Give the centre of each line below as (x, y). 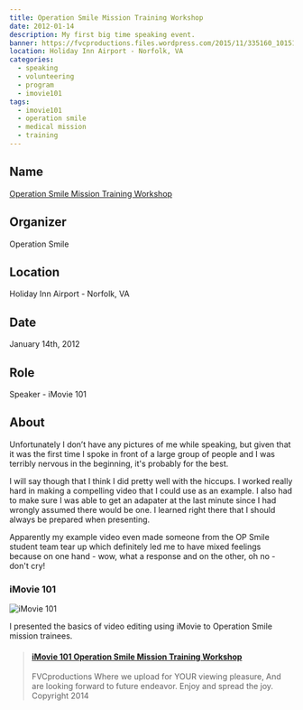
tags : (19, 102)
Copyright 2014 (60, 696)
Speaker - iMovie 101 (48, 394)
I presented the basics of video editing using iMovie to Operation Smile (141, 626)
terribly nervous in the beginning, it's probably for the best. (119, 463)
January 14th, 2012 (45, 344)
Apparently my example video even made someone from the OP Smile (140, 537)
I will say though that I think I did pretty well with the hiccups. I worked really (151, 481)
